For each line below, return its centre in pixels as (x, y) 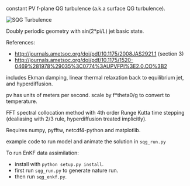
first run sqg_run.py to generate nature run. (66, 170)
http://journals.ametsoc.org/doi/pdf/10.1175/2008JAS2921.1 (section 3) (99, 54)
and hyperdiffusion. (30, 84)
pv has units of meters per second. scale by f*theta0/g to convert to (88, 95)
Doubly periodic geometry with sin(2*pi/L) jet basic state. (75, 31)
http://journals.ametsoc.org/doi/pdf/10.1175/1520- (74, 60)
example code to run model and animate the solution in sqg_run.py (86, 142)
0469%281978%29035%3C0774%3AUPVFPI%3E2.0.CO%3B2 (91, 66)
